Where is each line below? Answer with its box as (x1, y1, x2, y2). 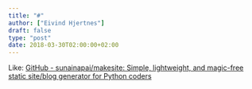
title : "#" (8, 11, 45, 20)
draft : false (8, 26, 52, 34)
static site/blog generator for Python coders (8, 72, 153, 81)
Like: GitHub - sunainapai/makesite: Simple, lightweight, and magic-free (8, 63, 244, 72)
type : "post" (8, 33, 52, 42)
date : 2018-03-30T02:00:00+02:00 (8, 41, 119, 49)
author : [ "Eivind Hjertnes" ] (8, 19, 105, 27)
